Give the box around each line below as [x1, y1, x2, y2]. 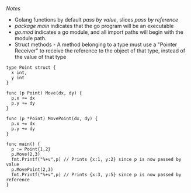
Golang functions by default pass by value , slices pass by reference [14, 16, 179, 23]
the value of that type [14, 54, 67, 60]
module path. [14, 35, 47, 41]
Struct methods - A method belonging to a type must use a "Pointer [14, 41, 178, 48]
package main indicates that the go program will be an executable [14, 23, 174, 29]
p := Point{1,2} [11, 146, 51, 152]
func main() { [6, 141, 41, 147]
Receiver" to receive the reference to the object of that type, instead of [14, 47, 186, 54]
